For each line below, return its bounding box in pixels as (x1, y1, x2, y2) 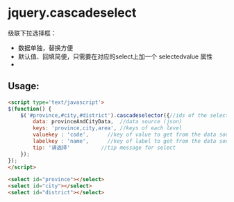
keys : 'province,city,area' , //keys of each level (33, 125, 183, 132)
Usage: (8, 80, 40, 92)
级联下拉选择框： (8, 29, 57, 37)
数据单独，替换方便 (17, 43, 74, 52)
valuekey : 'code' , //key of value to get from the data (33, 131, 217, 139)
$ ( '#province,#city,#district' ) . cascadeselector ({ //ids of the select (20, 111, 229, 119)
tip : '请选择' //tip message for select (33, 144, 176, 151)
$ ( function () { (8, 105, 52, 112)
